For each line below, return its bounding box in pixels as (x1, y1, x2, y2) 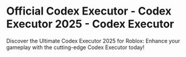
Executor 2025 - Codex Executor (6, 17, 174, 31)
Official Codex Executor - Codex (6, 4, 171, 18)
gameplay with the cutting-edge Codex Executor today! (6, 44, 145, 51)
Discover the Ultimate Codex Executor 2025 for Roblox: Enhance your (6, 37, 181, 44)
